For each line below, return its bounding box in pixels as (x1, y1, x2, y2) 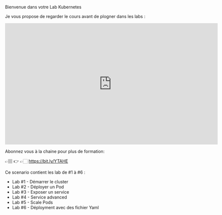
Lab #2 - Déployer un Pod (12, 184, 64, 190)
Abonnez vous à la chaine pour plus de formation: (5, 149, 105, 154)
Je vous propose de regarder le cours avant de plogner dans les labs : (5, 14, 146, 19)
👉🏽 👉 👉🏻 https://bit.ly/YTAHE (5, 158, 68, 164)
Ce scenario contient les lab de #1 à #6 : (5, 169, 85, 175)
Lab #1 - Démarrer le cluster (12, 179, 68, 184)
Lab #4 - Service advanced (12, 194, 67, 200)
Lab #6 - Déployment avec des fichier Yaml (12, 205, 99, 210)
